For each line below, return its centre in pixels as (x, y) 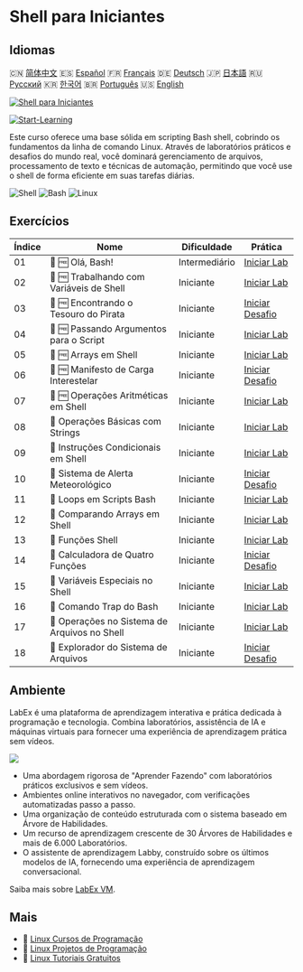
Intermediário (207, 262)
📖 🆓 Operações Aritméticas (109, 395)
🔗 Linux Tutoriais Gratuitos (71, 958)
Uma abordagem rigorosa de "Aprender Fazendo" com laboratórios (147, 775)
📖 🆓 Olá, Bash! (82, 262)
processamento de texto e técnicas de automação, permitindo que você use (151, 166)
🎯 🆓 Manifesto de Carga (102, 369)
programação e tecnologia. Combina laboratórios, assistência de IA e (138, 722)
